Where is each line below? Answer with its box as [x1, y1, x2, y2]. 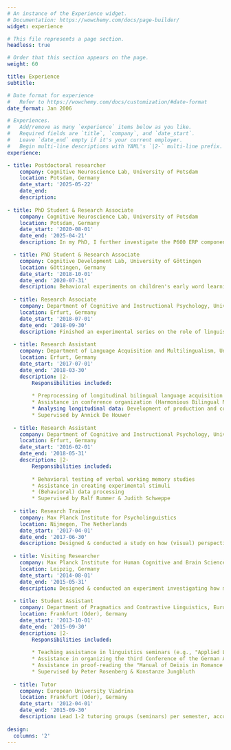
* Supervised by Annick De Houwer [32, 411, 131, 418]
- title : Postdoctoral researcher [7, 161, 107, 169]
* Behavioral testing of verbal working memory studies [32, 475, 195, 483]
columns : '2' [13, 732, 51, 739]
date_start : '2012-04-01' [19, 700, 94, 707]
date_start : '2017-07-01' [19, 360, 94, 367]
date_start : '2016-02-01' [19, 444, 94, 451]
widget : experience [7, 23, 63, 30]
